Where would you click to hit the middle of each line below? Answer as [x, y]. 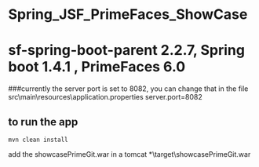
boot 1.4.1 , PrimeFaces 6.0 [97, 67]
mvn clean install [38, 140]
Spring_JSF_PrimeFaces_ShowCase [128, 15]
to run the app [43, 122]
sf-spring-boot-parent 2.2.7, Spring [127, 51]
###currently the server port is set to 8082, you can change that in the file [128, 89]
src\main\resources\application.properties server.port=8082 [105, 97]
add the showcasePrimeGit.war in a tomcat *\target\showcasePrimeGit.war [129, 154]
